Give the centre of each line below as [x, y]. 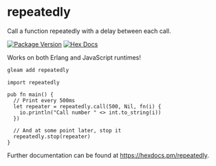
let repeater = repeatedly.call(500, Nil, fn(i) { [87, 106]
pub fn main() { [30, 94]
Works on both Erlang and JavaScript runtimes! [74, 57]
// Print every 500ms [44, 100]
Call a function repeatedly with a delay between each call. [89, 31]
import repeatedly [33, 82]
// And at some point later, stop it [67, 130]
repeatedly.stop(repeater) [52, 137]
